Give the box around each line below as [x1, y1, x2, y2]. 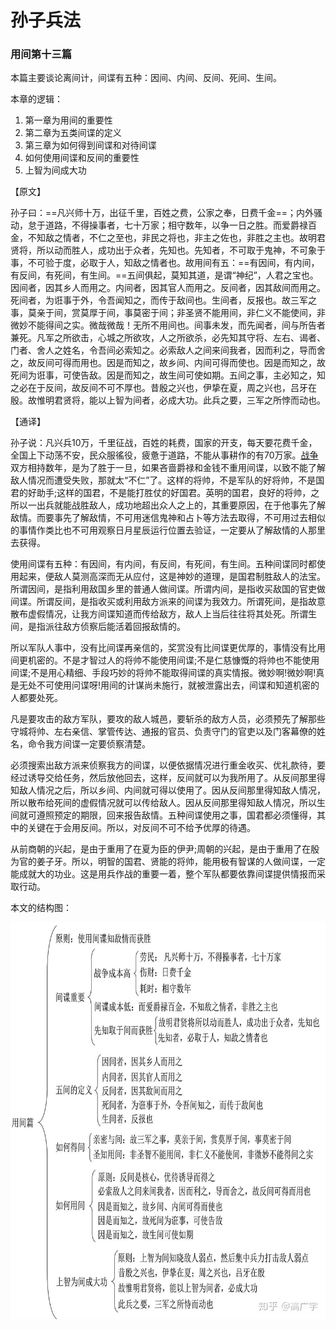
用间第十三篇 [10, 47, 73, 61]
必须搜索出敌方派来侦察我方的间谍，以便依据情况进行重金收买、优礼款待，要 [10, 759, 326, 771]
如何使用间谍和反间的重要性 [24, 152, 140, 164]
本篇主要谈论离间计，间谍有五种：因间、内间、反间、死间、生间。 [10, 72, 282, 84]
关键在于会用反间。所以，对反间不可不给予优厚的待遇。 [27, 822, 256, 834]
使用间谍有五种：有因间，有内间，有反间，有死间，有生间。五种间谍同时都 [10, 558, 317, 570]
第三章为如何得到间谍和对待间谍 [24, 139, 157, 151]
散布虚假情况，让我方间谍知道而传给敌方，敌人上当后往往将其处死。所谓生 [10, 608, 317, 620]
